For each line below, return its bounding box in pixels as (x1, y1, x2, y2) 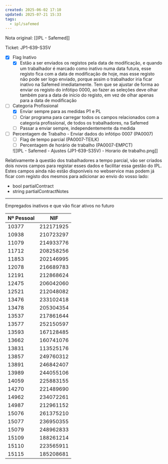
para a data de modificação (19, 97, 77, 103)
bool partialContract (12, 183, 54, 189)
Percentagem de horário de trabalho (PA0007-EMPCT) (19, 142, 133, 148)
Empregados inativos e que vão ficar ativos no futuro (5, 202, 114, 208)
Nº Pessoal (7, 214, 35, 221)
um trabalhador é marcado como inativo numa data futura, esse (19, 65, 151, 71)
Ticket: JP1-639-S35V (5, 44, 51, 50)
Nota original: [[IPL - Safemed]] (5, 35, 70, 41)
